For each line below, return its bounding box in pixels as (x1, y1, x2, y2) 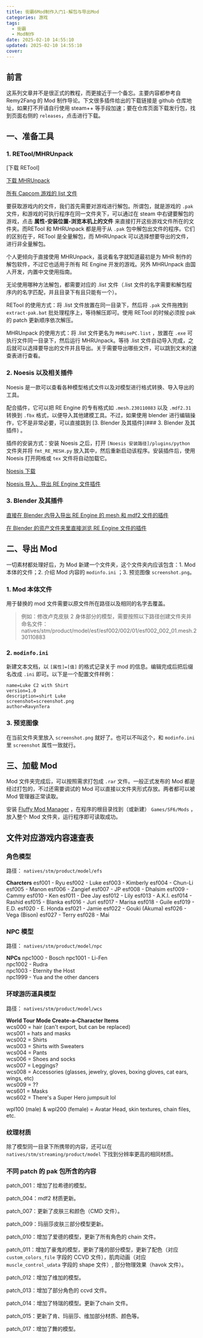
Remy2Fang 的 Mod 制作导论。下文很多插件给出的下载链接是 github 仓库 (6, 97, 187, 104)
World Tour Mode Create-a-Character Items (6, 1017, 119, 1024)
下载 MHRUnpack (6, 177, 50, 184)
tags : (6, 20, 20, 26)
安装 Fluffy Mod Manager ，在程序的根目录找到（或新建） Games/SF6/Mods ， (6, 805, 196, 813)
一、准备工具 (6, 131, 54, 141)
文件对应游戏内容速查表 (6, 833, 94, 843)
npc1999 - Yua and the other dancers (6, 973, 100, 981)
